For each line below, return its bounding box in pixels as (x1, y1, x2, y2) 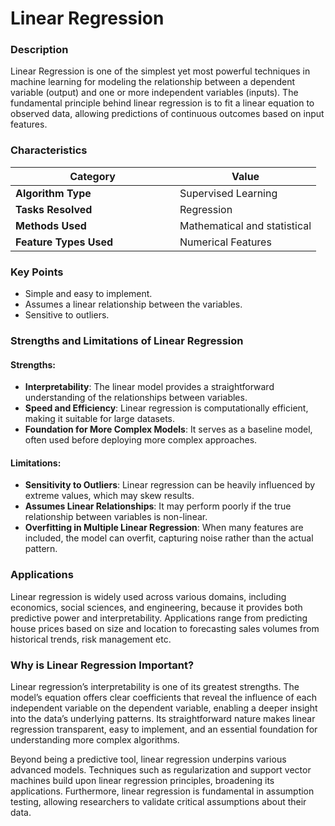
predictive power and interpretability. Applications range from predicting (10, 612, 308, 624)
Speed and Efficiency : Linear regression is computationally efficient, (24, 402, 309, 414)
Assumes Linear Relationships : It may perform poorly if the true (24, 500, 292, 512)
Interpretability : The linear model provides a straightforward (24, 381, 275, 393)
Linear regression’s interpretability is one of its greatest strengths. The (10, 681, 300, 692)
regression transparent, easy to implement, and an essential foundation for (10, 723, 318, 735)
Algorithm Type (15, 186, 92, 200)
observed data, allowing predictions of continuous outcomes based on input (10, 108, 325, 120)
